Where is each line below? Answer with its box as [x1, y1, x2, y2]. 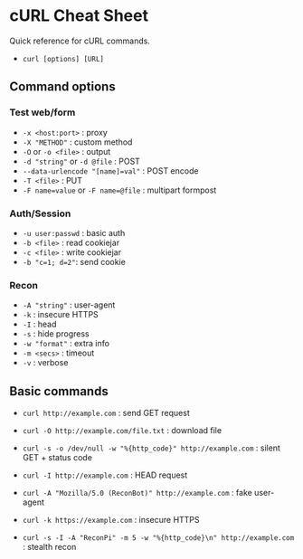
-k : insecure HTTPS [22, 309, 99, 320]
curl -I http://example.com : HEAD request [22, 469, 188, 480]
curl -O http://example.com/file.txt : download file [22, 425, 223, 436]
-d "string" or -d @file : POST [22, 156, 140, 166]
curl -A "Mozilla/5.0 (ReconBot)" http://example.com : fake [22, 488, 253, 498]
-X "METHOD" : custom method [22, 137, 133, 147]
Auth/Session [9, 207, 71, 220]
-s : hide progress [22, 328, 90, 339]
